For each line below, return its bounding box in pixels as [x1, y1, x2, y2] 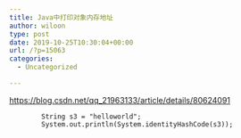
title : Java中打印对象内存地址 [9, 12, 113, 22]
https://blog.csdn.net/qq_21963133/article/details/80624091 [9, 94, 230, 105]
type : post [9, 29, 50, 38]
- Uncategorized [17, 63, 78, 72]
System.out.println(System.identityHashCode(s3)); [41, 119, 234, 129]
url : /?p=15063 [9, 46, 66, 55]
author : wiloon [9, 21, 66, 30]
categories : [9, 54, 54, 63]
